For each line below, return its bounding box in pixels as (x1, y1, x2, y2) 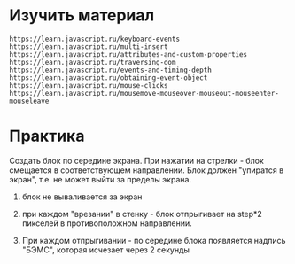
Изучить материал (9, 5, 155, 26)
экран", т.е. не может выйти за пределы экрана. (9, 174, 192, 184)
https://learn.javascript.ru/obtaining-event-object (9, 73, 208, 82)
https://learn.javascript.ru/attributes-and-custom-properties (9, 50, 248, 58)
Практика (9, 126, 85, 146)
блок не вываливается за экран (21, 191, 143, 202)
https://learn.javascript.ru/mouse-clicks (9, 81, 168, 89)
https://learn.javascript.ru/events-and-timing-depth (9, 66, 213, 74)
